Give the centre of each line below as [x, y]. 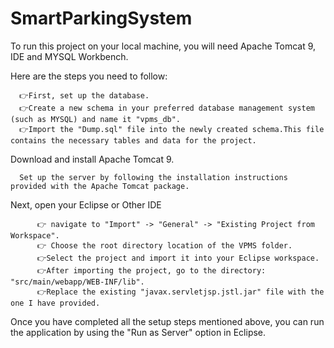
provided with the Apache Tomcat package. [100, 186]
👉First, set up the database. [84, 95]
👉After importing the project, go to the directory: [151, 270]
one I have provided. [55, 303]
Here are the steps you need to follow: [89, 76]
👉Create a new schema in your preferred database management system [167, 108]
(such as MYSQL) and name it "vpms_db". [96, 119]
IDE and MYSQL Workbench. [69, 56]
